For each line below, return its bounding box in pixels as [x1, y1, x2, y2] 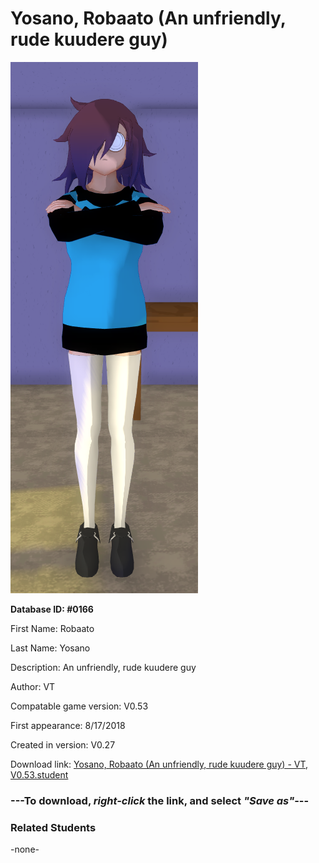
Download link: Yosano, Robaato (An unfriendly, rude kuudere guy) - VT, [10, 758, 309, 770]
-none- [10, 843, 40, 856]
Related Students [10, 820, 97, 834]
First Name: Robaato [10, 622, 95, 634]
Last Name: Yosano [10, 642, 91, 654]
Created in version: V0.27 [10, 738, 116, 751]
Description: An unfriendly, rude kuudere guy [10, 661, 197, 673]
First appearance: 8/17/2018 [10, 719, 126, 731]
